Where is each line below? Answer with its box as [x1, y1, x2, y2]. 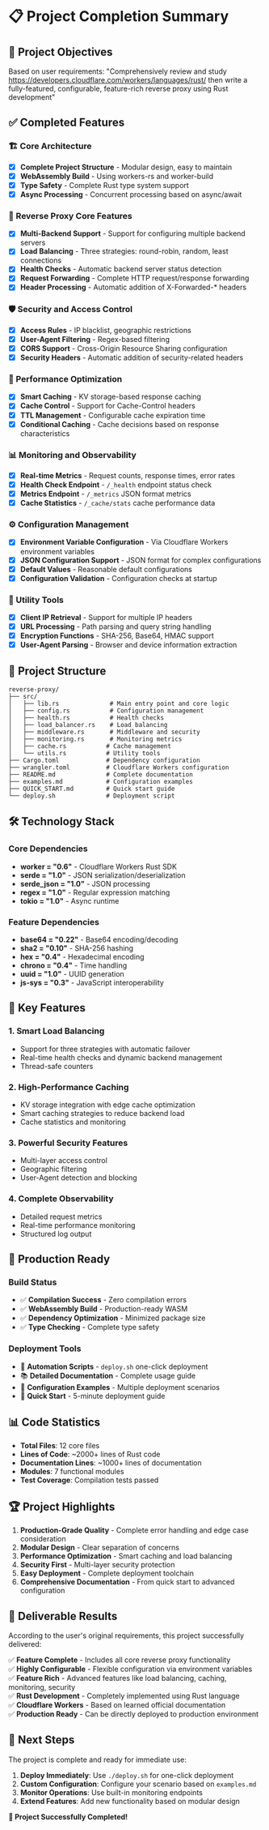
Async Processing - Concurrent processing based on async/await [19, 189, 242, 199]
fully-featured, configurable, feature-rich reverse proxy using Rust [8, 83, 229, 93]
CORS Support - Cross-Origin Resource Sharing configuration [19, 343, 228, 353]
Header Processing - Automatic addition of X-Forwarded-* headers [19, 282, 247, 293]
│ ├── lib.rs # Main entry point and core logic [8, 699, 229, 708]
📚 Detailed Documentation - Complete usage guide [19, 1370, 196, 1380]
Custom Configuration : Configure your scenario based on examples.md [19, 1779, 257, 1789]
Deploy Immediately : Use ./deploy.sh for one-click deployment [19, 1770, 234, 1780]
